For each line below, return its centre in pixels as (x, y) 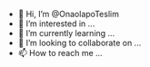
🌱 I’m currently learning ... (66, 33)
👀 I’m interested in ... (56, 24)
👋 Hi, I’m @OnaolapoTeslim (69, 14)
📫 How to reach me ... (60, 53)
